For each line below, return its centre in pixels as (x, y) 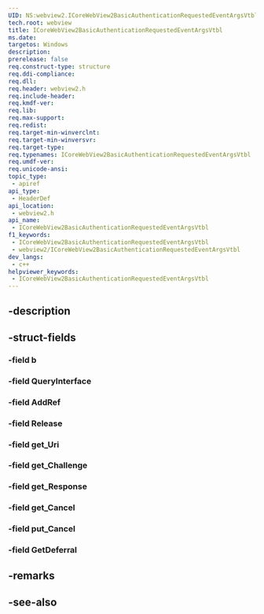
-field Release (35, 424)
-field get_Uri (34, 444)
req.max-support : (37, 118)
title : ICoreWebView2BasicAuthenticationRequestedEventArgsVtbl (115, 30)
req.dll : (22, 81)
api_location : (31, 205)
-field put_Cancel (42, 529)
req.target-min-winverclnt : (54, 132)
